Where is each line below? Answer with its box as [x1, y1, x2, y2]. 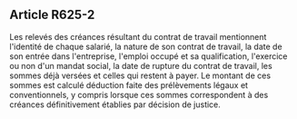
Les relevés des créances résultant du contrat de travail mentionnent [9, 31, 267, 42]
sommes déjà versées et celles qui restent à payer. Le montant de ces [9, 70, 271, 81]
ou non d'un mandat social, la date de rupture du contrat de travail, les [9, 60, 272, 71]
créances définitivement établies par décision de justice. [9, 99, 221, 110]
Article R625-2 [9, 7, 95, 23]
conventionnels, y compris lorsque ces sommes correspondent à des [9, 89, 269, 100]
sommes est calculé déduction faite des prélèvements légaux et [9, 79, 248, 90]
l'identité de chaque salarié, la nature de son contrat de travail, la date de [9, 41, 283, 52]
